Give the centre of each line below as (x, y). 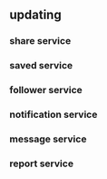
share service (40, 41)
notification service (53, 115)
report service (42, 163)
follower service (46, 90)
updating (35, 15)
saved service (41, 66)
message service (48, 139)
